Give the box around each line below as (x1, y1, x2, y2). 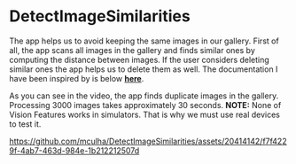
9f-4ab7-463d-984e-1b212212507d (9, 144, 140, 156)
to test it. (9, 118, 42, 129)
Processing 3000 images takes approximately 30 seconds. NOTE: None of (9, 99, 282, 110)
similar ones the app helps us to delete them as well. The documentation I (9, 64, 278, 74)
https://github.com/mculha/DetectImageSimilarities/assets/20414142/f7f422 (9, 136, 287, 146)
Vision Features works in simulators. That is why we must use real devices (9, 109, 281, 120)
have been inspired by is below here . (9, 73, 144, 83)
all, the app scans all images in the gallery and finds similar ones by (9, 44, 255, 55)
